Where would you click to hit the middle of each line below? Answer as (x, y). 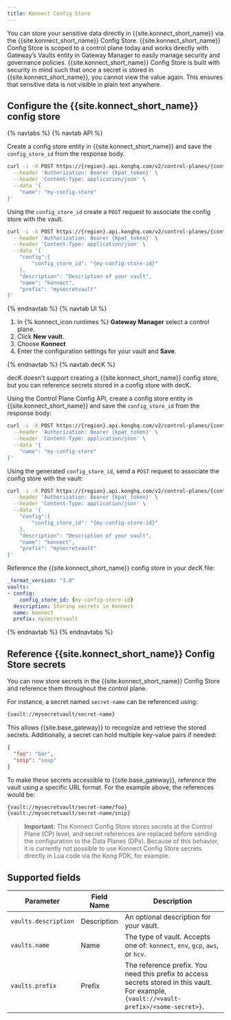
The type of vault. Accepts (168, 937)
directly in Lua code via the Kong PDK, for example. (97, 856)
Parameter (43, 901)
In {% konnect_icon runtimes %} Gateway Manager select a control (113, 322)
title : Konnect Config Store (49, 13)
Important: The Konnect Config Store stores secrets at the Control (118, 827)
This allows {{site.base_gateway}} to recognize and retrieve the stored (107, 727)
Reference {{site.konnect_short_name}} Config (111, 654)
